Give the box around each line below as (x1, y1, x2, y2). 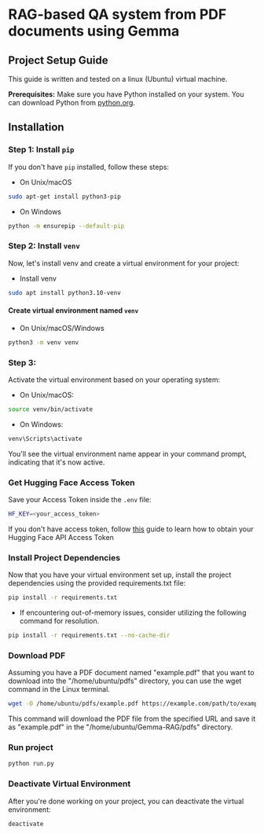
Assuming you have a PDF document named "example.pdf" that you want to (8, 668, 255, 678)
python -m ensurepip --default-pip (8, 222, 125, 230)
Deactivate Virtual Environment (8, 778, 131, 789)
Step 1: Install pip (8, 144, 75, 155)
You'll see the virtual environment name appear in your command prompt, (8, 449, 247, 458)
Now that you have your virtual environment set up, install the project (8, 570, 232, 579)
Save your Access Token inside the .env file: (8, 495, 152, 505)
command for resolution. (19, 616, 100, 626)
